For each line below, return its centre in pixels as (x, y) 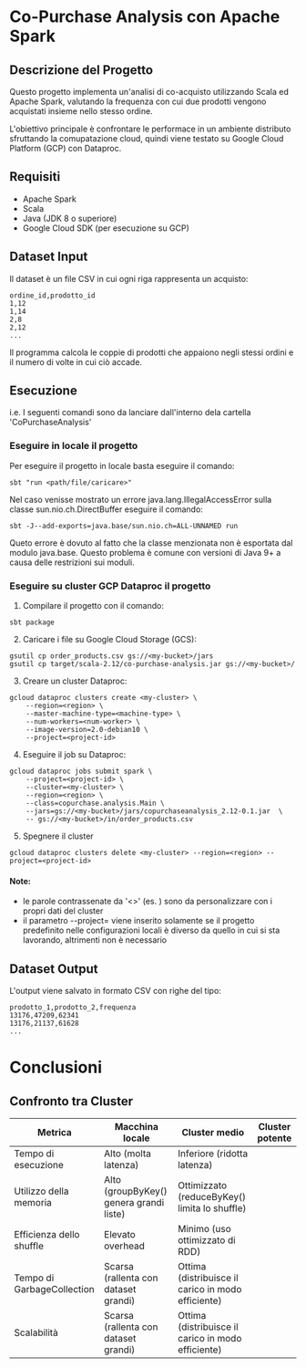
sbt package (32, 622)
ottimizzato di (206, 1240)
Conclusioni (56, 1067)
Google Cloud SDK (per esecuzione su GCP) (106, 228)
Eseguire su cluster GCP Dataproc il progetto (110, 586)
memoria (33, 1203)
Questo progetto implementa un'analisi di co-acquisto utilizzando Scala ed (149, 92)
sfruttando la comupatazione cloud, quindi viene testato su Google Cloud (147, 138)
